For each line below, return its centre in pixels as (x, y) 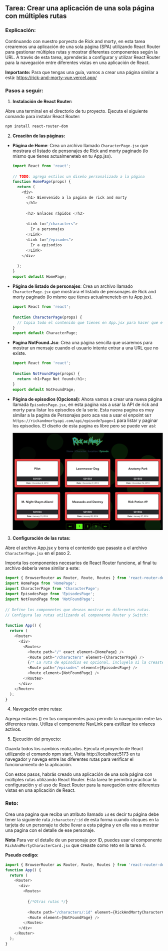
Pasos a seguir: (24, 91)
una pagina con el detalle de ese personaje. (50, 830)
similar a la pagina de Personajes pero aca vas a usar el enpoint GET (82, 415)
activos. (13, 729)
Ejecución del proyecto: (37, 739)
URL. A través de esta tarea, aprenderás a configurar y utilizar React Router (83, 57)
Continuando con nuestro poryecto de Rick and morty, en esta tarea (75, 41)
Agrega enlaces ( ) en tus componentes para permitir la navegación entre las (83, 719)
